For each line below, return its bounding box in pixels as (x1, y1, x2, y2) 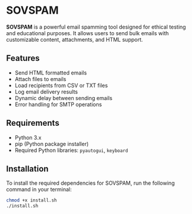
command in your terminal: (6, 186, 72, 193)
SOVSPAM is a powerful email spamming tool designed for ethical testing (6, 23, 186, 30)
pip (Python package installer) (14, 140, 89, 147)
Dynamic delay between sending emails (14, 94, 113, 101)
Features (6, 53, 40, 63)
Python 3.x (14, 134, 42, 141)
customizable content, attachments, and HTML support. (6, 36, 143, 43)
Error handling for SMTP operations (14, 101, 102, 108)
